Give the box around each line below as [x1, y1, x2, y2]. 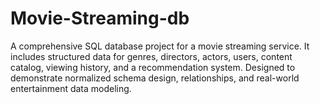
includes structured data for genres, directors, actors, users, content [10, 50, 293, 62]
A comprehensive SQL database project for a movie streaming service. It [10, 40, 310, 52]
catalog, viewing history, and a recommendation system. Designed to [10, 61, 296, 73]
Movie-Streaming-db [10, 7, 190, 30]
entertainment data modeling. [10, 82, 132, 94]
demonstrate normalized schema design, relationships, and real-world [10, 72, 300, 84]
